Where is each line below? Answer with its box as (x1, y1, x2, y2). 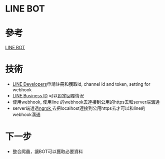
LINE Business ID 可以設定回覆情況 (12, 93, 84, 99)
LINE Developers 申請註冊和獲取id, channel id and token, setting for (12, 81, 150, 87)
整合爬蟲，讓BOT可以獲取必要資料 (12, 148, 83, 154)
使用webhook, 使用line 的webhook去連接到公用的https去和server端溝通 (12, 99, 160, 105)
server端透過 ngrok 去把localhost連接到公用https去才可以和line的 (12, 105, 146, 111)
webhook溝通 (12, 111, 41, 118)
